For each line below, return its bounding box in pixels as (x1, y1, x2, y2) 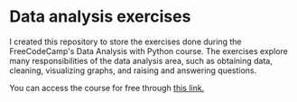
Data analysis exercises (9, 6, 191, 27)
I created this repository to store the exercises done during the (9, 36, 242, 47)
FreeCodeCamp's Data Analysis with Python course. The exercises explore (9, 45, 289, 56)
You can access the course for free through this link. (9, 82, 205, 93)
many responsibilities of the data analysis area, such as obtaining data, (9, 55, 273, 66)
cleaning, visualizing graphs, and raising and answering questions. (9, 65, 257, 76)
